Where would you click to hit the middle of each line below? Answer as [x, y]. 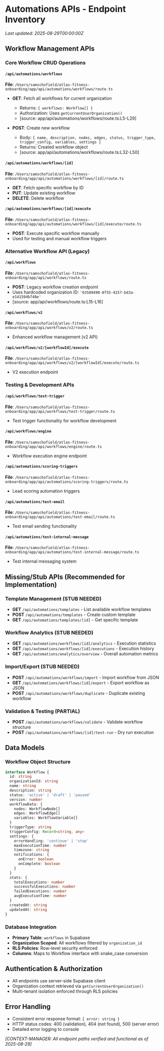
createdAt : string [28, 905]
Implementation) [31, 585]
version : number [26, 799]
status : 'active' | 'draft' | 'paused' [50, 795]
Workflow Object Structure [38, 762]
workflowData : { [26, 804]
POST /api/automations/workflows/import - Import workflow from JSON [86, 677]
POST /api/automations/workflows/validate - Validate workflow [78, 722]
